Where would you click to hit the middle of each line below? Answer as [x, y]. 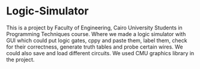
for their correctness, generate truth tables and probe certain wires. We [95, 47]
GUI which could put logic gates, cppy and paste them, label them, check [97, 40]
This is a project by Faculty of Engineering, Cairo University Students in [95, 28]
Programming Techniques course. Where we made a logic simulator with [96, 34]
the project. [20, 59]
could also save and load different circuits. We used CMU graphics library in [100, 53]
